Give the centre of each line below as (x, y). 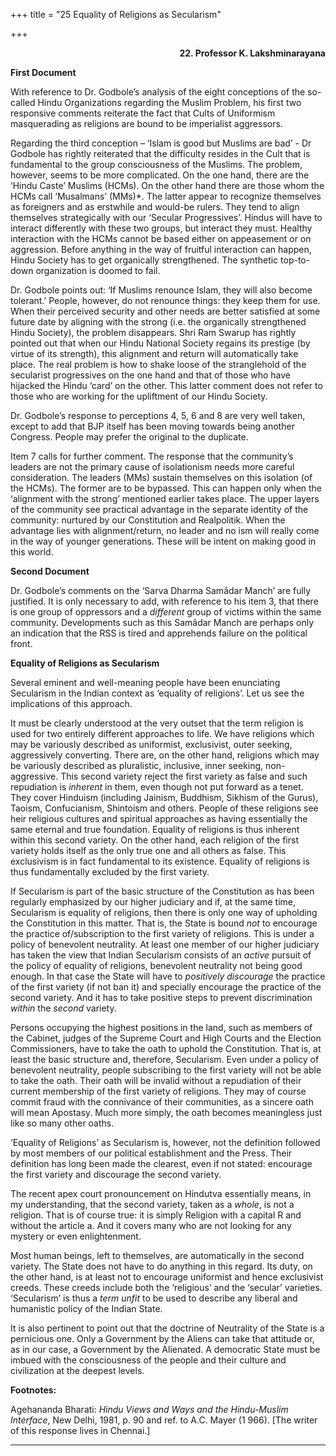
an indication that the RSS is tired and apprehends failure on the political (159, 633)
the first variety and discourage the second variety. (116, 1174)
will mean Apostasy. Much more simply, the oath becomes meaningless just (166, 1112)
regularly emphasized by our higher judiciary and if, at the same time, (153, 902)
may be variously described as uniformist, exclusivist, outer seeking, (151, 744)
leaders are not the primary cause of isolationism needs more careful (152, 467)
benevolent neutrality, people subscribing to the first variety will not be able (166, 1070)
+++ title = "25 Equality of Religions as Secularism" (116, 14)
